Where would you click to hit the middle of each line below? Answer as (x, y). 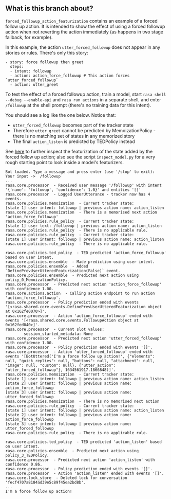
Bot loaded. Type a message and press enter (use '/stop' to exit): (80, 172)
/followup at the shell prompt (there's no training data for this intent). (78, 105)
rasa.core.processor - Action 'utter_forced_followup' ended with (79, 352)
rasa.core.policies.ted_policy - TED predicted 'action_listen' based (83, 442)
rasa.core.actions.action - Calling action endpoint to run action (80, 293)
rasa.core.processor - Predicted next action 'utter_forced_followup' (83, 338)
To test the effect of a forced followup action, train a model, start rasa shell (86, 94)
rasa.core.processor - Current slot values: (55, 329)
